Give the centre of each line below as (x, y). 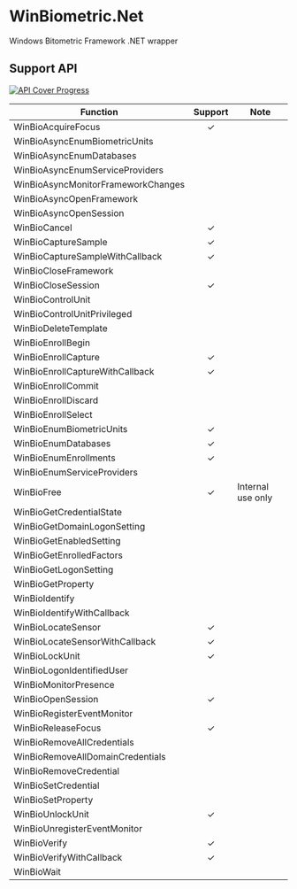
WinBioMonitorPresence (64, 684)
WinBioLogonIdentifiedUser (71, 670)
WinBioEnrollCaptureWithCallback (84, 371)
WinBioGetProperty (54, 584)
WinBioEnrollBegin (52, 343)
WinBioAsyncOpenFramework (76, 198)
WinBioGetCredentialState (68, 512)
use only (255, 498)
